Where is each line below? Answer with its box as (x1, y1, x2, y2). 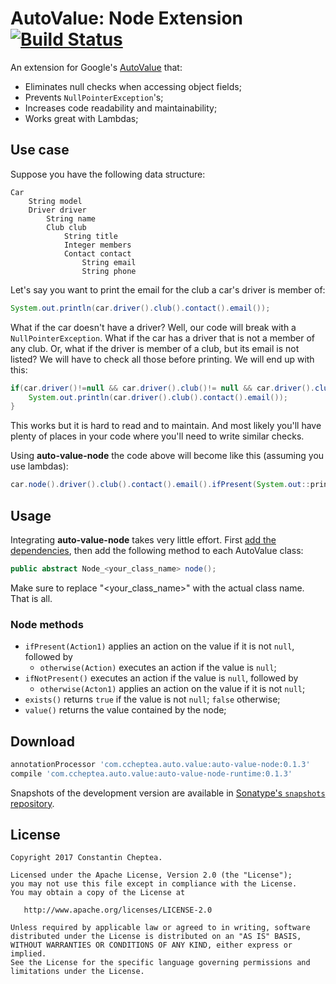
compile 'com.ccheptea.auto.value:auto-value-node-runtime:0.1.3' (10, 768, 293, 779)
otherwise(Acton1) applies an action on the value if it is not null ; (39, 683, 306, 695)
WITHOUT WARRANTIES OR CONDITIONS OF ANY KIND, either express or (10, 940, 293, 951)
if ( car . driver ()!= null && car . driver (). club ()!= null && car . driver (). (10, 383, 315, 393)
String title (63, 231, 118, 241)
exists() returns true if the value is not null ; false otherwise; (24, 693, 281, 706)
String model (28, 196, 83, 206)
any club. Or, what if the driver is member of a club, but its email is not (10, 342, 300, 354)
